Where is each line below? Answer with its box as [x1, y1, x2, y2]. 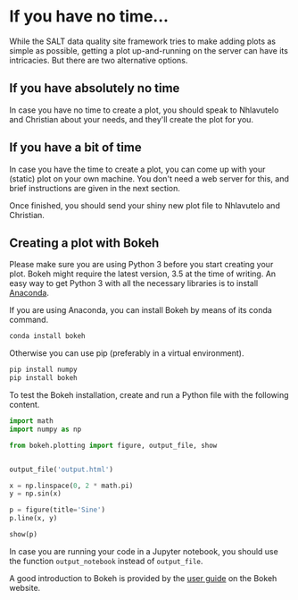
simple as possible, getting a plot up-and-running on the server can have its [9, 45, 288, 55]
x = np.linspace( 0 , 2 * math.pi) [9, 481, 134, 490]
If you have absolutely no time [9, 80, 180, 96]
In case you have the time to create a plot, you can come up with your [9, 164, 266, 174]
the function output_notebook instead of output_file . [9, 555, 203, 566]
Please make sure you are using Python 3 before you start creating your [9, 259, 274, 270]
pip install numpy [9, 365, 78, 375]
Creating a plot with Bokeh [9, 235, 160, 250]
